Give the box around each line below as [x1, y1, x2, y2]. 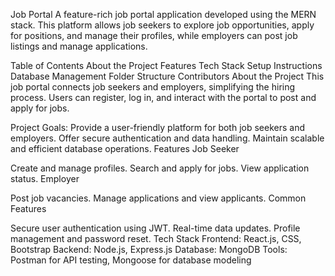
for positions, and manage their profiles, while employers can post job [10, 30, 298, 41]
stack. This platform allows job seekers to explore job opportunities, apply [10, 19, 315, 31]
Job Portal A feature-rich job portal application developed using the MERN [10, 9, 317, 20]
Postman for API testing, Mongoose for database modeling [10, 254, 252, 266]
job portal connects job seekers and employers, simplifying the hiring [10, 81, 296, 93]
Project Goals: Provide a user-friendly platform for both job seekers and [10, 122, 305, 133]
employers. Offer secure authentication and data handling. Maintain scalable [10, 132, 325, 144]
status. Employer [10, 173, 80, 184]
